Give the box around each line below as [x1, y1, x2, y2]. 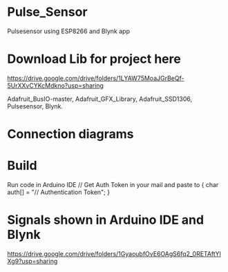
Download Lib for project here [7, 51, 181, 67]
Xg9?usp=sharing [7, 257, 58, 265]
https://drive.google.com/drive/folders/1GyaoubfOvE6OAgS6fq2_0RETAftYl [7, 249, 221, 258]
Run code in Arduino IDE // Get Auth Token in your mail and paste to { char [7, 181, 219, 188]
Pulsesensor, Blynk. [7, 101, 64, 110]
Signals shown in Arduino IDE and [7, 212, 205, 228]
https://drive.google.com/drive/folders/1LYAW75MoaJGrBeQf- [7, 74, 184, 82]
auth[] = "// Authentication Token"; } [7, 188, 111, 196]
